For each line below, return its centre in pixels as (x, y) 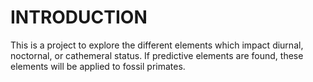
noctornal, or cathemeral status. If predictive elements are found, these (157, 55)
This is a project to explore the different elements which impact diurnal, (157, 45)
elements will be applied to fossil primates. (98, 66)
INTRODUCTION (79, 17)
